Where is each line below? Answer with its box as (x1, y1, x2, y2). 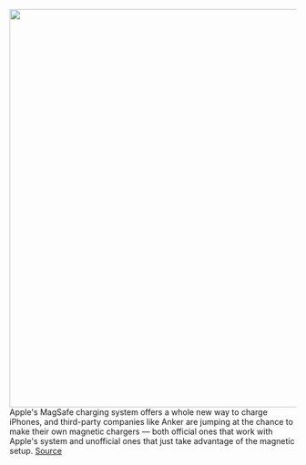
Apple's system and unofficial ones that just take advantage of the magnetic (9, 436, 295, 446)
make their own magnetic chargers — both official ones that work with (9, 426, 273, 437)
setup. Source (9, 446, 62, 456)
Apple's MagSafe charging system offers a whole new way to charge (9, 407, 269, 418)
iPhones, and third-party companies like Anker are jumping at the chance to (9, 417, 294, 427)
